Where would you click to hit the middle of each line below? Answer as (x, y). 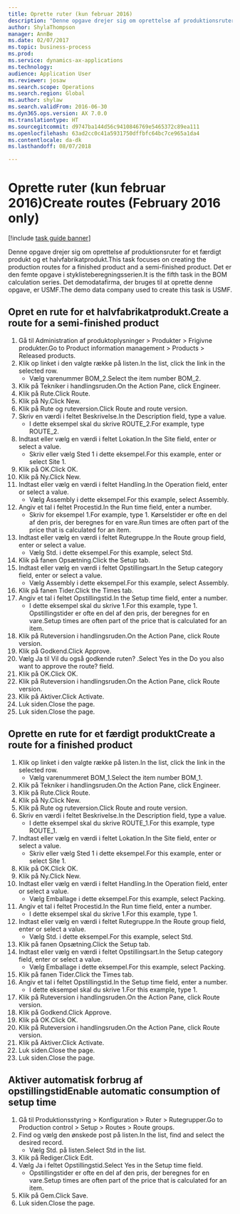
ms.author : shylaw (35, 101)
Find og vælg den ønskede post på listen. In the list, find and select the (121, 1135)
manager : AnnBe (31, 34)
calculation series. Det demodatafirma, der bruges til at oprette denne (110, 282)
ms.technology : (31, 67)
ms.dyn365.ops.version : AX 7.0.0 (58, 113)
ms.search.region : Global (46, 93)
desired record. (41, 1142)
